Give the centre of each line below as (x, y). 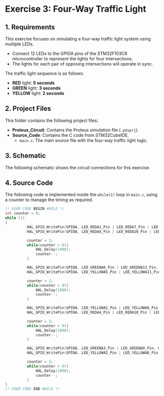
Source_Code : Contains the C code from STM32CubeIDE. (71, 135)
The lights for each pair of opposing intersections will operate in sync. (82, 64)
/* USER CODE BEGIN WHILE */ (35, 209)
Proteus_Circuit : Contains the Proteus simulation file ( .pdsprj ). (75, 130)
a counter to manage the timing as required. (49, 200)
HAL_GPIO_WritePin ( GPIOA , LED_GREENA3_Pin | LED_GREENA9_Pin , (91, 349)
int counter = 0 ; (23, 213)
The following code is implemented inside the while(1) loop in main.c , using (81, 195)
